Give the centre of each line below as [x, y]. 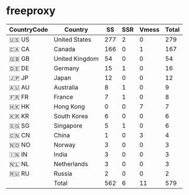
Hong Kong [70, 106]
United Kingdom [76, 58]
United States [73, 39]
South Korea [71, 116]
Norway [65, 144]
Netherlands [71, 164]
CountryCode [29, 29]
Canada [65, 49]
